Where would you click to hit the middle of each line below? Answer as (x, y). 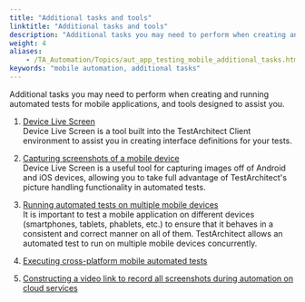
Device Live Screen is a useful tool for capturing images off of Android (154, 168)
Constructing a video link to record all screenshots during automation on (157, 278)
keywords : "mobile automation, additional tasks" (105, 69)
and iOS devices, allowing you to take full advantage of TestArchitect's (155, 177)
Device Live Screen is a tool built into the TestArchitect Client (137, 131)
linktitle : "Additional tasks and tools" (89, 26)
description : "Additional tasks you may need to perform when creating (148, 34)
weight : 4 (28, 43)
